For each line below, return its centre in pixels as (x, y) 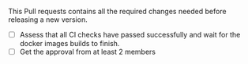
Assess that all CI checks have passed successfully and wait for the (130, 35)
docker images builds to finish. (70, 44)
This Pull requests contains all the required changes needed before (117, 11)
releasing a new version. (48, 20)
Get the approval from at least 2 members (88, 52)
